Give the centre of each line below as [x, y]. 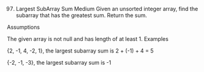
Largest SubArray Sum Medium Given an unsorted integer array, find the [107, 9]
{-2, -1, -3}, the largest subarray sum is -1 [59, 63]
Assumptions [24, 27]
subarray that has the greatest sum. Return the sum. [81, 15]
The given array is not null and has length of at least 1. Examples [88, 39]
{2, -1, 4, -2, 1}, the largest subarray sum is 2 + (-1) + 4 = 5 [80, 51]
